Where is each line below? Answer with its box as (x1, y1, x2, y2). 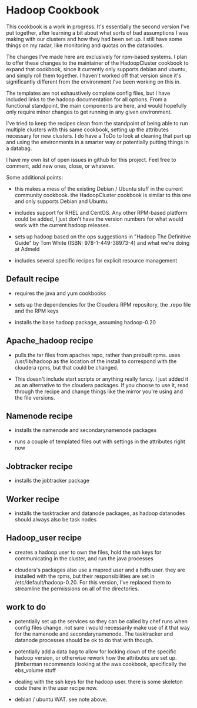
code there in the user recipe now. (14, 684, 98, 692)
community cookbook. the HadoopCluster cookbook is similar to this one (14, 191, 192, 198)
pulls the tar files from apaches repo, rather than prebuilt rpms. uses (14, 351, 181, 358)
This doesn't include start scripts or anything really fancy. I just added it (14, 375, 189, 383)
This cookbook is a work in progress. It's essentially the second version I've (6, 23, 190, 30)
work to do (6, 602, 46, 612)
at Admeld (14, 245, 40, 252)
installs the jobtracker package (14, 477, 90, 484)
